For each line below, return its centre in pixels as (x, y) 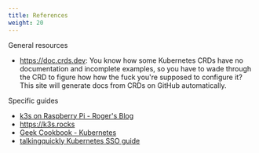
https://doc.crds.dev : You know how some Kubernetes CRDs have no (131, 60)
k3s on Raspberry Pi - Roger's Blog (77, 115)
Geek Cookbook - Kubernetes (68, 132)
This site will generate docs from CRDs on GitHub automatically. (123, 85)
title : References (38, 15)
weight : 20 (26, 23)
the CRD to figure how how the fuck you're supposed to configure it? (131, 77)
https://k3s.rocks (47, 124)
